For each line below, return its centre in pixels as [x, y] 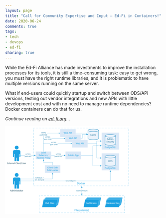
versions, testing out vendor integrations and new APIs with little [71, 98]
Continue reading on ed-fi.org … [38, 118]
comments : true [21, 26]
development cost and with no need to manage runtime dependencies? [78, 104]
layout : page [19, 10]
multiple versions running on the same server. [52, 83]
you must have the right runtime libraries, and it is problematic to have [77, 78]
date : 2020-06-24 [23, 21]
